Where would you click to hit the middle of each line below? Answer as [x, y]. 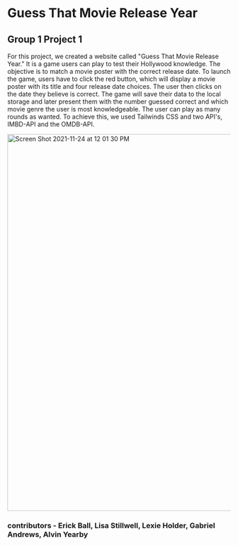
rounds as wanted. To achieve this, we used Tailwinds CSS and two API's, [115, 116]
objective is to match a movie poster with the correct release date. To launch [119, 71]
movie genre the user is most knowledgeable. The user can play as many [114, 109]
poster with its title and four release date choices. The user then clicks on [114, 86]
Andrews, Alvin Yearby [48, 534]
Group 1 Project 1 [45, 39]
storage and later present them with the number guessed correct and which [118, 102]
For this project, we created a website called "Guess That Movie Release [113, 56]
